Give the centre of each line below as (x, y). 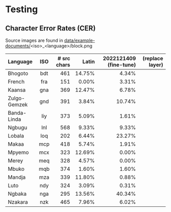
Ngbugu (18, 127)
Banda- (17, 113)
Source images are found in (34, 40)
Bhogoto (18, 73)
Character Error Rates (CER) (50, 28)
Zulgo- (17, 98)
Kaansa (17, 90)
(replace (153, 58)
